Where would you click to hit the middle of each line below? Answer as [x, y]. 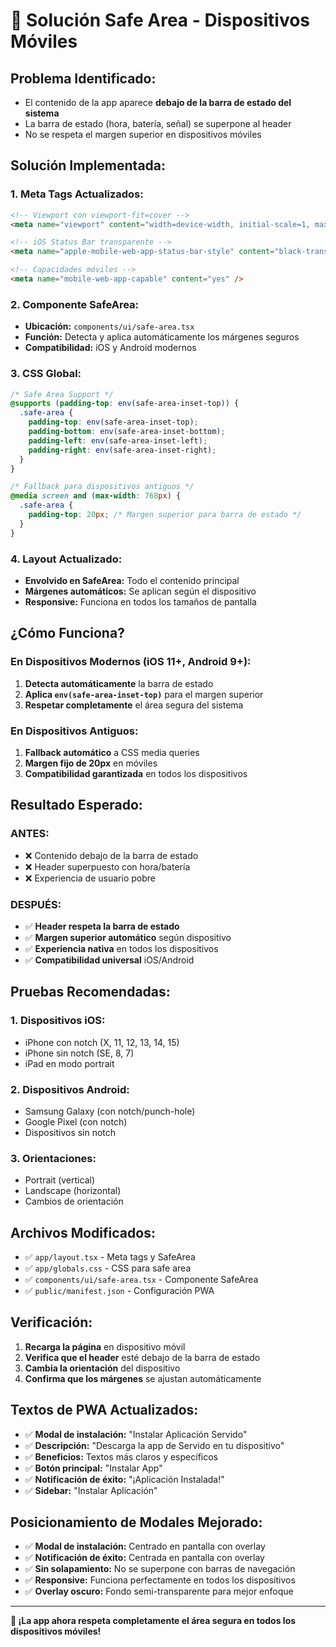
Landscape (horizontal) [73, 1191]
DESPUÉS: [36, 904]
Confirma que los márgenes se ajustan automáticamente [143, 1378]
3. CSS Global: [46, 374]
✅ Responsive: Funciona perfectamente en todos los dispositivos [160, 1580]
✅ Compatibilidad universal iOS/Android [109, 960]
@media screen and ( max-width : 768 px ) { [96, 496]
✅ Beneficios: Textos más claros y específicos [121, 1456]
